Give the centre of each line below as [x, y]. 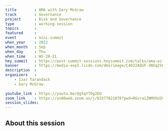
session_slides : [22, 103]
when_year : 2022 [27, 42]
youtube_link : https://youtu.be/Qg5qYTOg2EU [53, 93]
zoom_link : [21, 98]
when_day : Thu [25, 51]
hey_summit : [21, 61]
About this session [35, 123]
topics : [21, 28]
